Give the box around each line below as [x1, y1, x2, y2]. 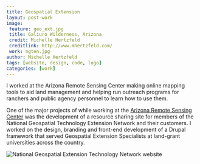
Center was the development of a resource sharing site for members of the [6, 113, 194, 120]
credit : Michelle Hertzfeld [9, 37, 80, 43]
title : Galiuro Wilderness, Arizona [9, 32, 102, 38]
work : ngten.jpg [9, 49, 50, 55]
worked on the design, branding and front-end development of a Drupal [6, 126, 186, 134]
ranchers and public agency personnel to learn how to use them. [6, 95, 168, 102]
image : [6, 20, 23, 26]
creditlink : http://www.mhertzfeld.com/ [9, 43, 113, 49]
